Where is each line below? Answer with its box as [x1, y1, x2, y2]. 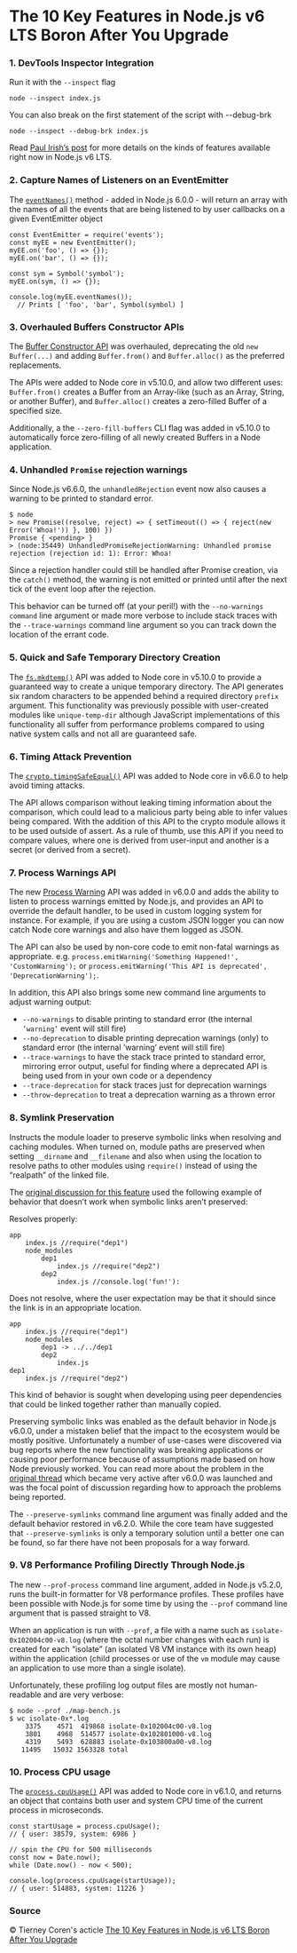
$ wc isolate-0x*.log [9, 1714, 90, 1723]
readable [9, 1689, 42, 1700]
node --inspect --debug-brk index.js [9, 127, 149, 136]
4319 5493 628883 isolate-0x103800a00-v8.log [25, 1737, 213, 1746]
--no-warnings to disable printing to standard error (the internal [21, 1014, 253, 1025]
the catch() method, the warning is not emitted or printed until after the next [9, 575, 288, 585]
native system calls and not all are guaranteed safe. [9, 728, 198, 739]
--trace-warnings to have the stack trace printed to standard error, [21, 1052, 266, 1062]
